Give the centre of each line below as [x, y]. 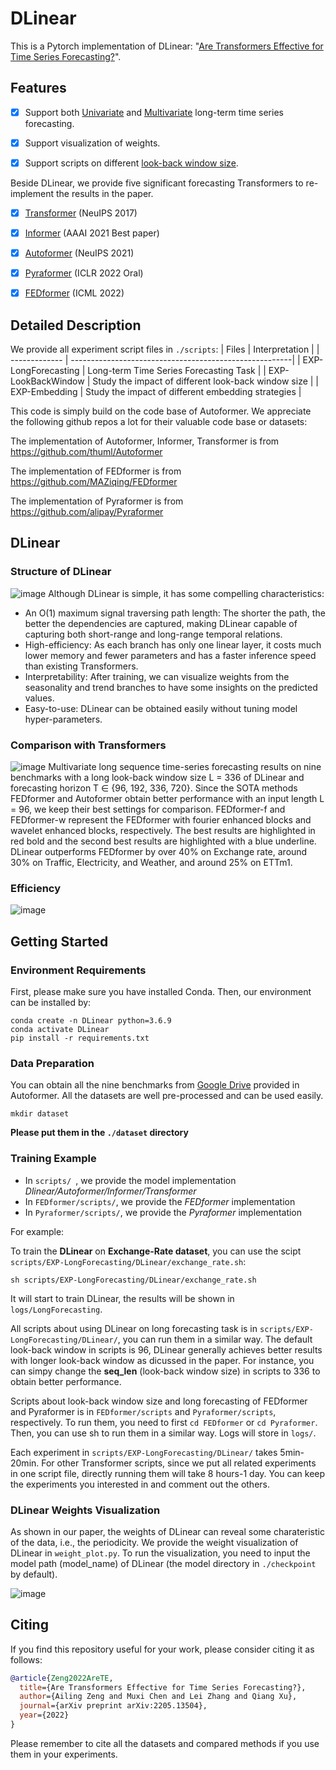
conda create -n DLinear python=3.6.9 [91, 1021]
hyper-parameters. [63, 719]
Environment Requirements [78, 970]
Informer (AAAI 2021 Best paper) [92, 233]
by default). [34, 1574]
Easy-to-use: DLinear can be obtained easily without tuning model [161, 708]
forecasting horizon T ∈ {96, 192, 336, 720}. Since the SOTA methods [154, 788]
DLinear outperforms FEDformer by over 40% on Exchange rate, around [159, 852]
